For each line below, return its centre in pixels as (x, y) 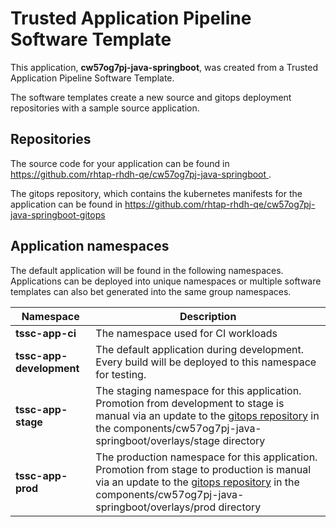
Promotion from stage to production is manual (203, 469)
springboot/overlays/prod (156, 507)
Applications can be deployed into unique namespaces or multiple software (166, 281)
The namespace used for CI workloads (186, 333)
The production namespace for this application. (206, 457)
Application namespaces (90, 246)
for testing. (121, 374)
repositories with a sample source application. (105, 108)
